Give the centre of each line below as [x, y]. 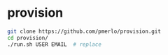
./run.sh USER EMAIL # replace [54, 44]
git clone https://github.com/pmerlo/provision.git [84, 31]
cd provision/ [28, 38]
